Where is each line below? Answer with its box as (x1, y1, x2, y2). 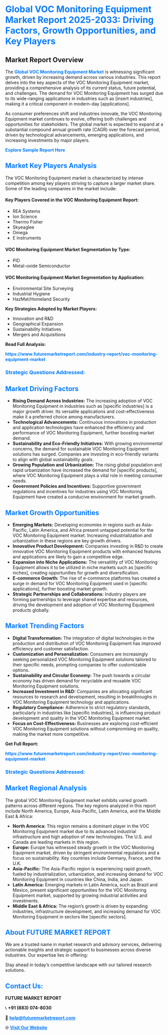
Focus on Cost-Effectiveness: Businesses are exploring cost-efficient (12, 720, 158, 726)
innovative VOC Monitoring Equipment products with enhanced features (12, 548, 161, 554)
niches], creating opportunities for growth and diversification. (12, 569, 139, 576)
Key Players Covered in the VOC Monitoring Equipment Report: (5, 197, 139, 203)
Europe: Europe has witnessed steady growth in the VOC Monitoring (12, 844, 154, 850)
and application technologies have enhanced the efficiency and (12, 424, 144, 430)
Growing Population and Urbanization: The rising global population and (12, 462, 162, 468)
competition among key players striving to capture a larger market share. (5, 180, 155, 186)
